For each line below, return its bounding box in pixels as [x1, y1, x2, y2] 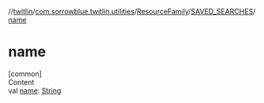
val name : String [8, 86, 62, 95]
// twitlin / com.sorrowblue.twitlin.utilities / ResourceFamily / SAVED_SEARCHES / [8, 7, 256, 16]
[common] [8, 69, 42, 78]
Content [8, 77, 35, 86]
